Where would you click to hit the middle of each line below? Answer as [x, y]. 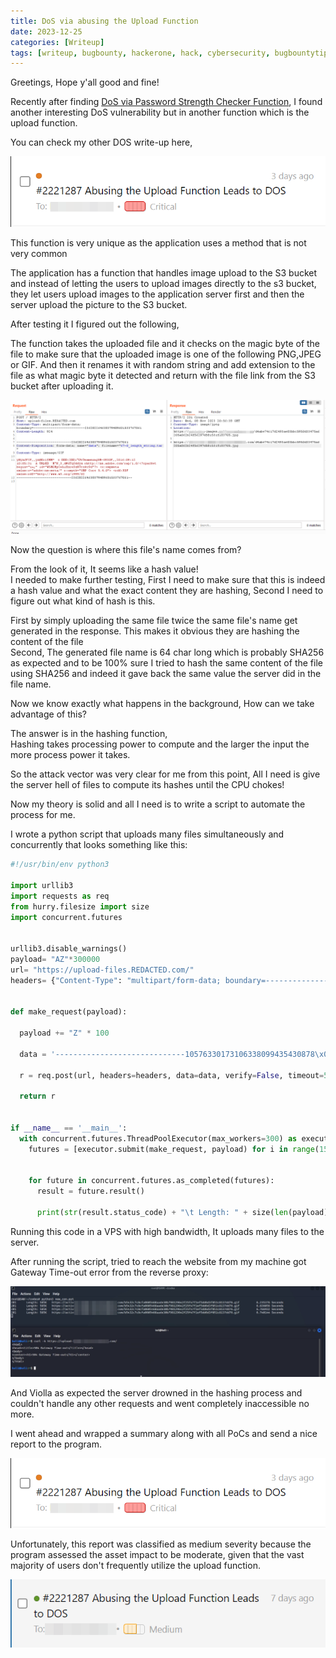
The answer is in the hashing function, [89, 734]
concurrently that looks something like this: [99, 845]
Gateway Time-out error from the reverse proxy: [109, 1272]
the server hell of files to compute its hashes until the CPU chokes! [147, 785]
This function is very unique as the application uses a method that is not [158, 242]
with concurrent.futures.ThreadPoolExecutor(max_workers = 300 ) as [158, 1138]
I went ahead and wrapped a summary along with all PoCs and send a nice [164, 1434]
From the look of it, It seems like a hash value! [104, 569]
